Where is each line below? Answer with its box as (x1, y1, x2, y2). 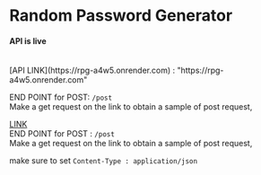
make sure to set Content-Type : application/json (9, 155, 198, 166)
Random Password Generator (9, 5, 233, 26)
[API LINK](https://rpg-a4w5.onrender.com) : (9, 65, 176, 76)
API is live (9, 35, 47, 46)
